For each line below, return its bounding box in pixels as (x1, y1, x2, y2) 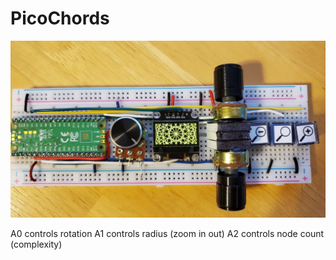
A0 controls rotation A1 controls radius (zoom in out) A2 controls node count (10, 228, 325, 240)
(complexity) (10, 238, 63, 251)
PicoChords (10, 7, 110, 30)
